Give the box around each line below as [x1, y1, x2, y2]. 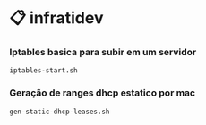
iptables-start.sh [9, 66, 78, 75]
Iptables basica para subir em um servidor [9, 46, 197, 59]
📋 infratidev [9, 8, 104, 29]
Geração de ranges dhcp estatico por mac [9, 87, 195, 99]
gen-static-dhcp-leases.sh [9, 107, 110, 116]
